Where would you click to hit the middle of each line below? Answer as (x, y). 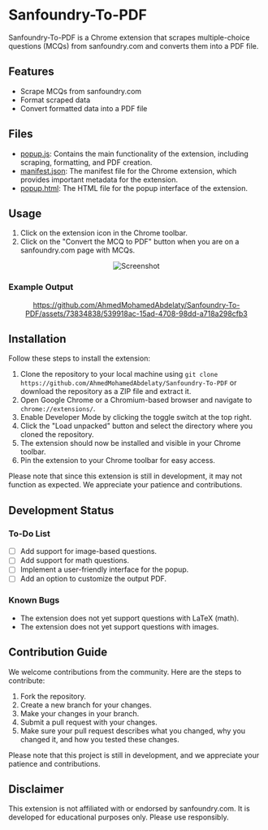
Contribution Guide (58, 653)
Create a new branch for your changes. (86, 705)
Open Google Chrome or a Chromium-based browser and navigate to (136, 400)
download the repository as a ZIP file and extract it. (106, 391)
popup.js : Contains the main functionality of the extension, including (134, 153)
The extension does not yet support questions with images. (119, 626)
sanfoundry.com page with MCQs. (78, 250)
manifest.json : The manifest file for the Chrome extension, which (128, 171)
